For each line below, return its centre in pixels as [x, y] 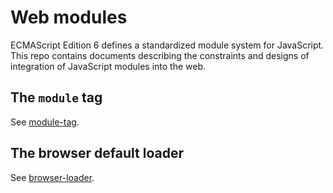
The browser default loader [97, 153]
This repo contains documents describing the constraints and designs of [160, 55]
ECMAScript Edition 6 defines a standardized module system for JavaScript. [167, 45]
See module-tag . [45, 122]
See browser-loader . [52, 177]
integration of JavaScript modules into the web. [108, 66]
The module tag [56, 97]
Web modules [69, 17]
